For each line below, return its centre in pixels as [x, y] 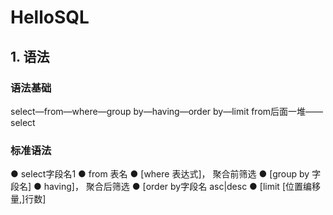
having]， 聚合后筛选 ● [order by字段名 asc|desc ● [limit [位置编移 [182, 187]
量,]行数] [28, 199]
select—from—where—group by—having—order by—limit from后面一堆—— [167, 111]
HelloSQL [50, 17]
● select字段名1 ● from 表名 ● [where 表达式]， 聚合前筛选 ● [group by [160, 174]
